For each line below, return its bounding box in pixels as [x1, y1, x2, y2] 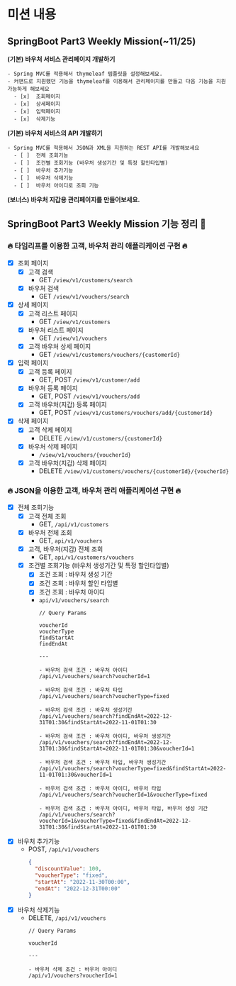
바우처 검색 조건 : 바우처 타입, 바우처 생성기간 [45, 759, 167, 766]
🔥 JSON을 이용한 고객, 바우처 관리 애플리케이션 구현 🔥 [7, 485, 181, 495]
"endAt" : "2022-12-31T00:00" [34, 885, 121, 892]
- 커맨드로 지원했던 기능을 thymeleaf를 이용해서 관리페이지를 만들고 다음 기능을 [7, 78, 214, 85]
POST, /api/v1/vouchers [28, 845, 100, 853]
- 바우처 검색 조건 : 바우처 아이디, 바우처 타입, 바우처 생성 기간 [38, 805, 208, 812]
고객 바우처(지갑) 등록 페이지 [28, 400, 108, 409]
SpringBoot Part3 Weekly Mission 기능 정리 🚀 [7, 218, 207, 231]
